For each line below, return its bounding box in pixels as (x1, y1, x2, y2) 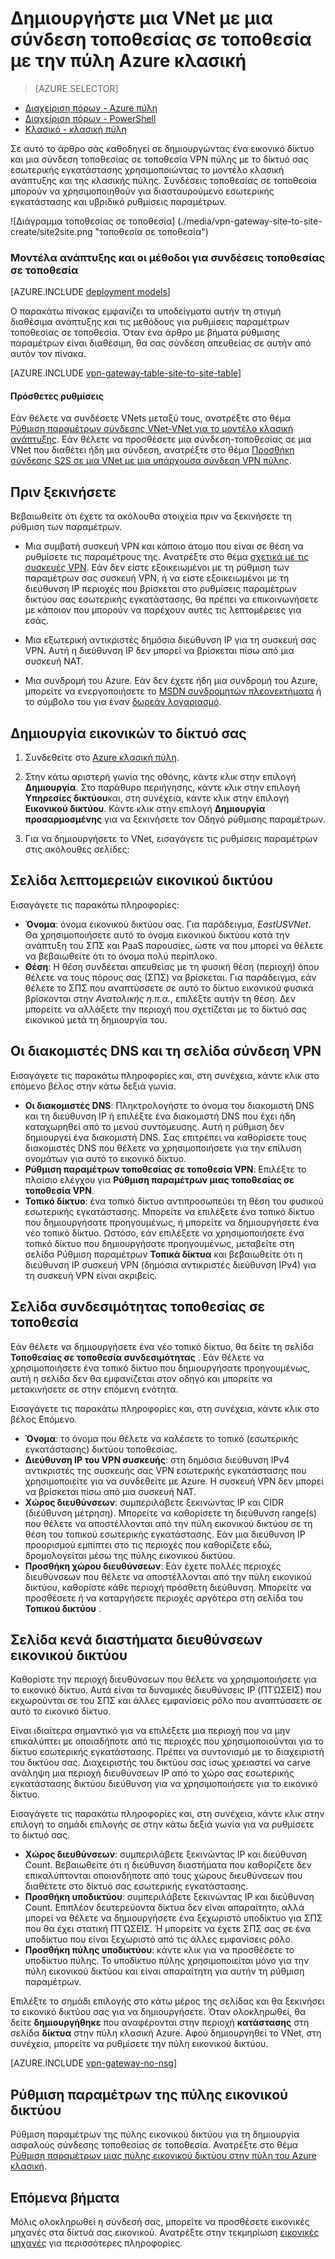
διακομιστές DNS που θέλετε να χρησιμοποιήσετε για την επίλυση (24, 1142, 302, 1154)
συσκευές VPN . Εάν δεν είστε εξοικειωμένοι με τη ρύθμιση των (24, 562, 290, 574)
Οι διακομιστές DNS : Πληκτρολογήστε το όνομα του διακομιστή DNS (24, 1099, 315, 1111)
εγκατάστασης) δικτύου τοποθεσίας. (24, 1443, 178, 1455)
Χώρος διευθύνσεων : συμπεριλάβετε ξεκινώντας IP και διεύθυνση (24, 1848, 307, 1861)
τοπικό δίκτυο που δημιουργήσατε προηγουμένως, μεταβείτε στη (24, 1237, 295, 1249)
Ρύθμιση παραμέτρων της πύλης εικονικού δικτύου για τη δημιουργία (10, 2128, 300, 2141)
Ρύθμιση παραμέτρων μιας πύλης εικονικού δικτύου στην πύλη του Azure (10, 2150, 317, 2162)
